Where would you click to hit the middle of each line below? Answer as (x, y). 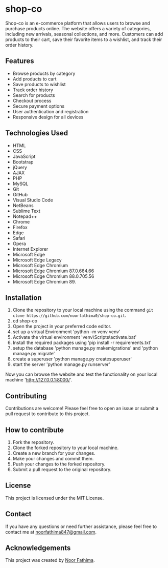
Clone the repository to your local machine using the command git (83, 310)
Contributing (26, 396)
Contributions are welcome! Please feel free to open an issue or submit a (82, 409)
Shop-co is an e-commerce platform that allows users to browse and (78, 23)
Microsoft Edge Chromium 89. (44, 281)
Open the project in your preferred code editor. (62, 327)
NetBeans (23, 205)
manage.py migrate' (34, 354)
